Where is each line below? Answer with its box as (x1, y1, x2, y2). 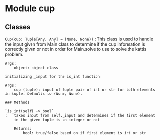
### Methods (5, 100, 30, 105)
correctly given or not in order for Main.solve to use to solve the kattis (5, 47, 147, 52)
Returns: (14, 126, 32, 131)
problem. (5, 51, 24, 57)
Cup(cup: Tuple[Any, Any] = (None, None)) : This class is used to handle (5, 36, 154, 42)
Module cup (5, 3, 55, 14)
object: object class (14, 65, 58, 70)
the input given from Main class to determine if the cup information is (5, 41, 145, 47)
